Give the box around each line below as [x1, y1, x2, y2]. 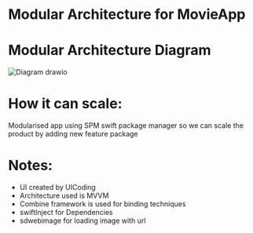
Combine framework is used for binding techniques [19, 199, 186, 209]
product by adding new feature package [8, 129, 139, 139]
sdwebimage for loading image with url [19, 216, 146, 225]
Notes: [8, 157, 53, 174]
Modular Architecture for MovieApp [8, 5, 246, 24]
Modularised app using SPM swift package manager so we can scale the [8, 121, 244, 130]
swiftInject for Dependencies [19, 208, 114, 217]
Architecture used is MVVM [19, 191, 109, 200]
